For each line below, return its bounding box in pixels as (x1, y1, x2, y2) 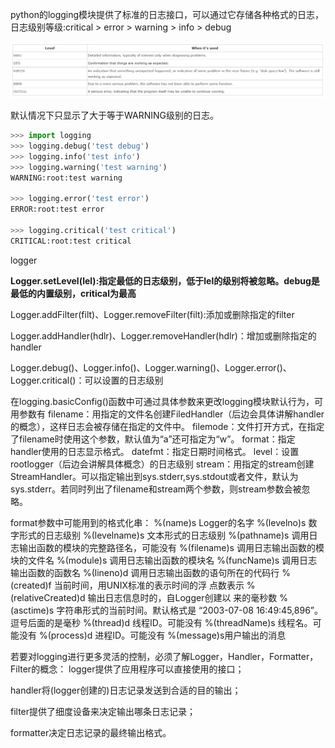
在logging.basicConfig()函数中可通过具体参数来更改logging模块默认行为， (10, 395, 315, 407)
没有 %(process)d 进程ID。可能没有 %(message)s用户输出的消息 (18, 629, 287, 641)
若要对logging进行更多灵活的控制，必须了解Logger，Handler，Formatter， (10, 650, 319, 662)
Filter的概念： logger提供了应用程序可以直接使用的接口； (10, 663, 245, 675)
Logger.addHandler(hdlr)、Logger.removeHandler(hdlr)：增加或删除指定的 (10, 329, 317, 342)
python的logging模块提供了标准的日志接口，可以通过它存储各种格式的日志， (10, 9, 325, 20)
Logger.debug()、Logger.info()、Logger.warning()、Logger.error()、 (10, 361, 292, 373)
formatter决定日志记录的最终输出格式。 (10, 726, 172, 738)
